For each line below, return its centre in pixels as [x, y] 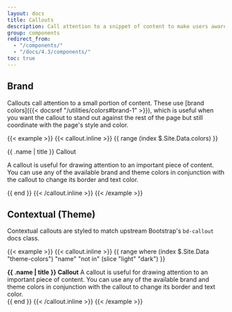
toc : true [21, 59]
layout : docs [26, 13]
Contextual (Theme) [51, 214]
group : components [33, 33]
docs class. [23, 238]
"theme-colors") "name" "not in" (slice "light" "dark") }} [86, 259]
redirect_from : [29, 39]
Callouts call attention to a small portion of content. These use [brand [106, 103]
